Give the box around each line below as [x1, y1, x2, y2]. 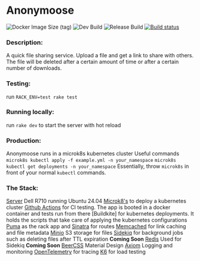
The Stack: [6, 184, 39, 192]
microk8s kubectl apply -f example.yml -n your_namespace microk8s [6, 158, 176, 164]
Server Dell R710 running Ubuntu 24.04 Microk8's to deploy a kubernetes [6, 198, 187, 205]
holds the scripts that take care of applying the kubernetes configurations [6, 216, 187, 224]
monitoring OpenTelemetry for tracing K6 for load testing [6, 248, 146, 256]
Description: [6, 38, 43, 47]
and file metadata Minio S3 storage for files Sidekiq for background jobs [6, 229, 183, 237]
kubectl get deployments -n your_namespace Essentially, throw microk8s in [6, 162, 189, 170]
